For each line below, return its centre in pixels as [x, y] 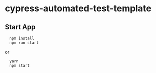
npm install [22, 38]
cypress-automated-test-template [78, 9]
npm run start [24, 43]
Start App [20, 27]
